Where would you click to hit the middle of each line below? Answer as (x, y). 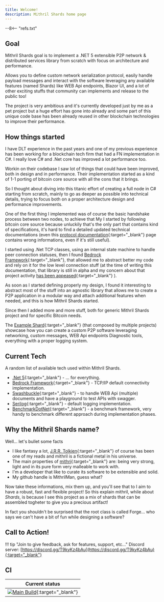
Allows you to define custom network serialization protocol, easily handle (79, 75)
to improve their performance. (35, 121)
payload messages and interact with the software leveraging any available (80, 81)
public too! (16, 96)
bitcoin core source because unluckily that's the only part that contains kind (82, 225)
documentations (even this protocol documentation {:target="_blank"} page (81, 235)
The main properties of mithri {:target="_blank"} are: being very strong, (83, 461)
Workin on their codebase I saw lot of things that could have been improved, (82, 169)
